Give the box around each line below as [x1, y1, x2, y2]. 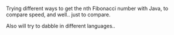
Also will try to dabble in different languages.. [6, 23, 115, 29]
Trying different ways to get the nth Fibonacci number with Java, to [6, 5, 169, 12]
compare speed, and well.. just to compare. [6, 11, 111, 18]
